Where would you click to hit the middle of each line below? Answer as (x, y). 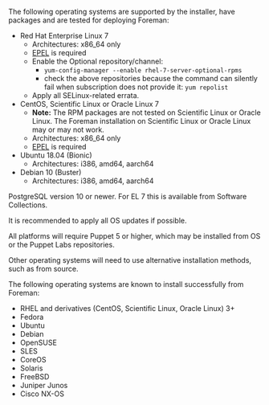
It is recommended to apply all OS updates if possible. (98, 221)
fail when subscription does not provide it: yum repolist (136, 87)
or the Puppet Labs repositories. (61, 245)
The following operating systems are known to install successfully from (126, 284)
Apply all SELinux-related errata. (86, 95)
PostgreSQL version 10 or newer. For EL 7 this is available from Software (128, 196)
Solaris (31, 368)
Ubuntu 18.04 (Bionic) (56, 155)
